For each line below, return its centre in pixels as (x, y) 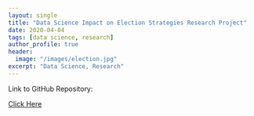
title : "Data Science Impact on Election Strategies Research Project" (127, 23)
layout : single (33, 15)
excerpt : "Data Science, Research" (66, 67)
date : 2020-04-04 (36, 30)
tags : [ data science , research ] (61, 37)
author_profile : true (44, 45)
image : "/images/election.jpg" (66, 60)
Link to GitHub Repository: (51, 89)
